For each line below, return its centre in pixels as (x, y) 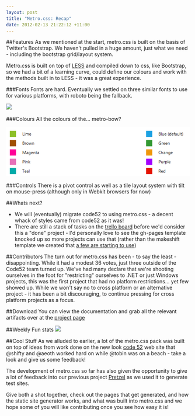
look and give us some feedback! (46, 360)
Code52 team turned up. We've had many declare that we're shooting (90, 269)
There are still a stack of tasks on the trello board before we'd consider (100, 227)
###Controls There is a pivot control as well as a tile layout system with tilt (95, 186)
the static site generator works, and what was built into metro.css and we (94, 401)
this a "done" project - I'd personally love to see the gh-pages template (100, 233)
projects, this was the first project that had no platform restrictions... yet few (97, 282)
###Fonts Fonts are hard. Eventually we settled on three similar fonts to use (97, 89)
